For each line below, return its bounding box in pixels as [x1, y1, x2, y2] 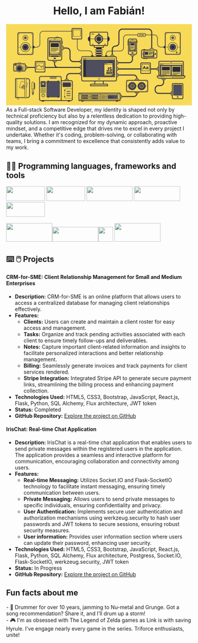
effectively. [14, 306, 42, 313]
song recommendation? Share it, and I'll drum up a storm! [6, 610, 146, 617]
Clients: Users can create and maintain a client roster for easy [23, 318, 175, 325]
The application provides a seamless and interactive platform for [14, 452, 171, 459]
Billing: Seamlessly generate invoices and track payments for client [23, 362, 187, 369]
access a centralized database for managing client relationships [14, 299, 170, 306]
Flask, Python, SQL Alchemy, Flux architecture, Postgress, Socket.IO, [14, 552, 182, 559]
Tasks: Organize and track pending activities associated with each [23, 330, 186, 337]
